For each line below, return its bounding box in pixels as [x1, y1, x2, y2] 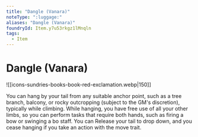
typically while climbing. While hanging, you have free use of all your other [6, 105, 189, 112]
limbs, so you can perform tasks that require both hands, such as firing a [6, 111, 184, 118]
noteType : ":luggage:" [6, 14, 62, 20]
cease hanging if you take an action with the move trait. [6, 123, 142, 131]
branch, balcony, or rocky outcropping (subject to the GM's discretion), [6, 99, 180, 106]
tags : [6, 31, 20, 37]
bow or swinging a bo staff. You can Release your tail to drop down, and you [6, 118, 193, 125]
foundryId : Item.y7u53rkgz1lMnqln [6, 25, 92, 31]
